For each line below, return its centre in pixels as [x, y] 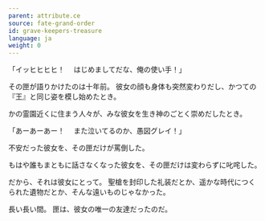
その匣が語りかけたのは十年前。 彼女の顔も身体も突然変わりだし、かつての [132, 87]
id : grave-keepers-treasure [55, 31]
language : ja [30, 38]
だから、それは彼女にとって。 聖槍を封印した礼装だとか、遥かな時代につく [132, 182]
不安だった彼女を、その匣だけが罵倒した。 [79, 148]
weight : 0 [25, 46]
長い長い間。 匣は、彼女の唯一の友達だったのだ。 [90, 209]
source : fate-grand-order [51, 23]
